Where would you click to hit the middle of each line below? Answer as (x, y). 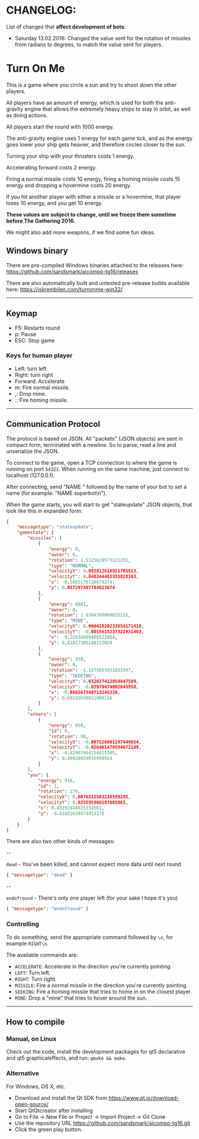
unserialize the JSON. (33, 451)
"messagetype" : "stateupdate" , (55, 527)
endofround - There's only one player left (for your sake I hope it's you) (92, 898)
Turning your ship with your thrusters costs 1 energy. (70, 156)
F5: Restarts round (37, 328)
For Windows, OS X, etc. (36, 1086)
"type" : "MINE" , (68, 621)
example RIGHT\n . (27, 943)
